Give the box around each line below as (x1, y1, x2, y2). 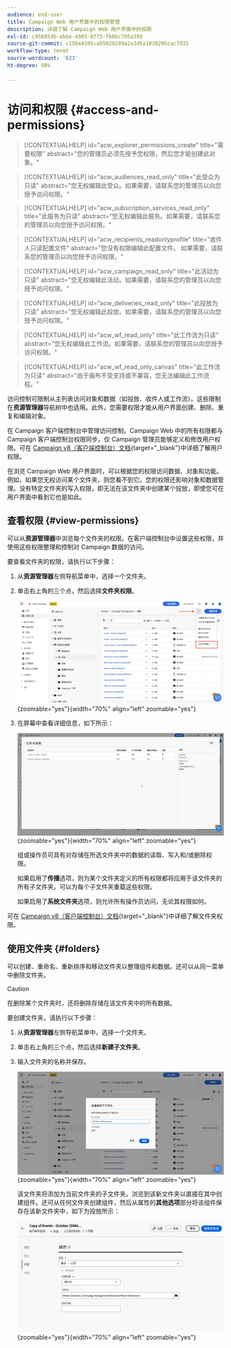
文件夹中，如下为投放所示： (41, 1207, 120, 1215)
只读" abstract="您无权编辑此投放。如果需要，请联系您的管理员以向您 (23, 307, 222, 316)
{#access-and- (69, 102, 159, 117)
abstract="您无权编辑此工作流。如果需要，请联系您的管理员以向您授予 (23, 339, 223, 347)
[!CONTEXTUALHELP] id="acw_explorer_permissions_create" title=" (23, 141, 218, 149)
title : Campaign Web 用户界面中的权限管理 (7, 18, 120, 25)
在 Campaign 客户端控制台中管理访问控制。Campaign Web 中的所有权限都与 (7, 426, 223, 434)
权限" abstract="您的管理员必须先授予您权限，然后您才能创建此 (30, 149, 210, 158)
